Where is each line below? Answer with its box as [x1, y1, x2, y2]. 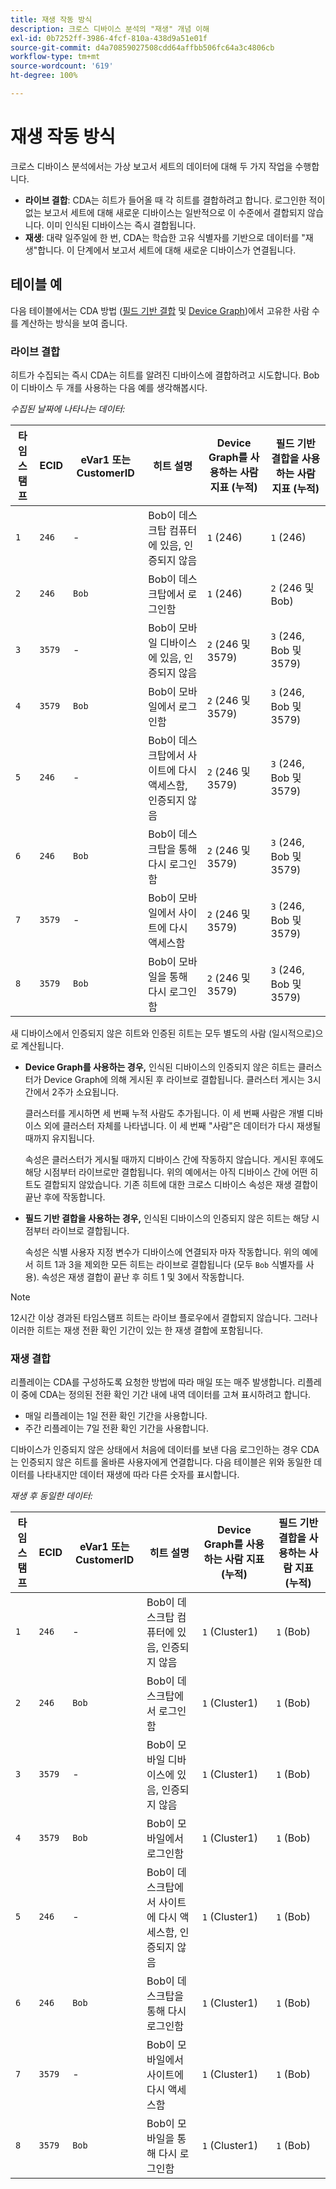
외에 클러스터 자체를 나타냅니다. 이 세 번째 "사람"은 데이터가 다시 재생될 [43, 1119, 322, 1131]
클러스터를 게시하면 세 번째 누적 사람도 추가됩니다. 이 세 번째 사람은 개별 [24, 1107, 305, 1119]
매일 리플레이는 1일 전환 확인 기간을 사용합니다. [24, 1410, 208, 1422]
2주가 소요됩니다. [51, 1086, 120, 1098]
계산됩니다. [20, 1039, 65, 1051]
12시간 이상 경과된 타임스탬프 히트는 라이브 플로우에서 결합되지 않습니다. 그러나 [10, 1311, 318, 1323]
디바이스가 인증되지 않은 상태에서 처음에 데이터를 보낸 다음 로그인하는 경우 [10, 1444, 299, 1456]
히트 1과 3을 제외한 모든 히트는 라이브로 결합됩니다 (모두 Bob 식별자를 [35, 1258, 304, 1270]
